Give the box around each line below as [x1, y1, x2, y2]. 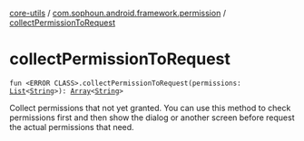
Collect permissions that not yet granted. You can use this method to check [9, 102, 291, 113]
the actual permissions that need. [9, 121, 134, 132]
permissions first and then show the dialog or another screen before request [9, 112, 295, 123]
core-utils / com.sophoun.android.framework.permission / [9, 8, 227, 18]
